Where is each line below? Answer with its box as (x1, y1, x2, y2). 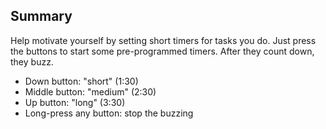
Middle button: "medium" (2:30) (24, 85, 157, 98)
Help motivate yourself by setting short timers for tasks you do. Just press (10, 34, 317, 46)
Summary (10, 8, 73, 25)
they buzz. (10, 55, 54, 68)
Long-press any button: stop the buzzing (24, 107, 194, 119)
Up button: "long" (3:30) (24, 96, 126, 108)
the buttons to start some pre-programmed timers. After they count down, (10, 45, 315, 57)
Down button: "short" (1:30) (24, 75, 139, 87)
